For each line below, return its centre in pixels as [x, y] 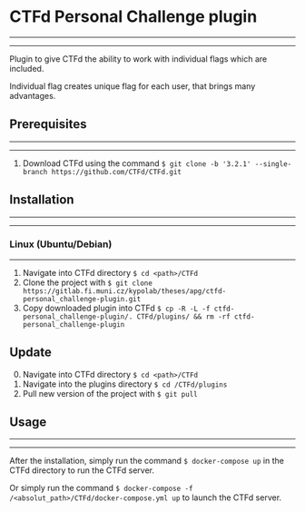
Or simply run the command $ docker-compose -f [101, 488]
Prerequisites [48, 124]
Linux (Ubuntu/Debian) [61, 244]
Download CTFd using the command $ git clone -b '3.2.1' [137, 163]
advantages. [33, 95]
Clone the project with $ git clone [87, 282]
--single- [273, 164]
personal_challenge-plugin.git [82, 299]
